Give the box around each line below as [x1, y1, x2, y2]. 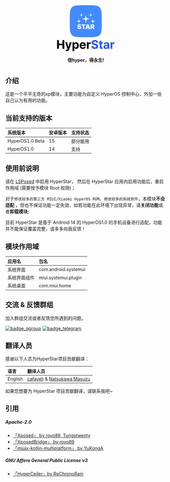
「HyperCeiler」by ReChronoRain [12, 471, 84, 477]
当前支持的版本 [5, 113, 53, 122]
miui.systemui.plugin [39, 274, 82, 281]
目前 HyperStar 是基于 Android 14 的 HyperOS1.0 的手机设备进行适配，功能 [5, 219, 162, 225]
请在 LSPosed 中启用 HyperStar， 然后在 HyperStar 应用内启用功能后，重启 [5, 178, 164, 185]
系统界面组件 [7, 274, 35, 281]
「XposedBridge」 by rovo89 [12, 439, 75, 445]
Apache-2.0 [5, 419, 32, 425]
